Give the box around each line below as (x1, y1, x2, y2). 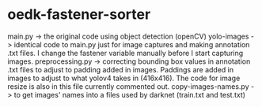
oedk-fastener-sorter (7, 6, 151, 24)
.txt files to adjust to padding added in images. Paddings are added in (7, 65, 234, 74)
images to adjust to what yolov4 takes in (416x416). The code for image (7, 73, 241, 83)
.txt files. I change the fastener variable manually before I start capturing (7, 48, 244, 57)
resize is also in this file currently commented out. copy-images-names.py (7, 81, 249, 91)
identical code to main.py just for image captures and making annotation (13, 39, 250, 49)
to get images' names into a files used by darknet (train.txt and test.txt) (13, 90, 246, 99)
